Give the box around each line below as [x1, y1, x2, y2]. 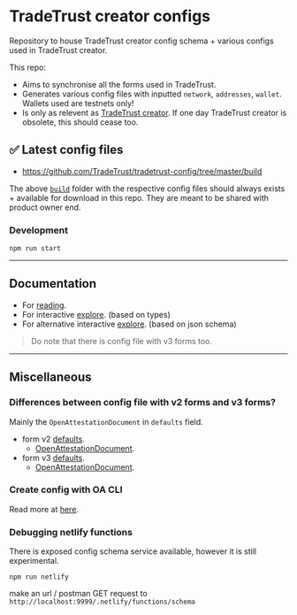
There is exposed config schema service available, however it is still [9, 546, 257, 557]
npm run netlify [9, 573, 69, 581]
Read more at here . [9, 504, 80, 514]
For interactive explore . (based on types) [21, 309, 171, 319]
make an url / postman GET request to [9, 588, 148, 599]
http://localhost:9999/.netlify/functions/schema [9, 597, 196, 607]
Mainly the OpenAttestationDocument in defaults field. [9, 416, 203, 427]
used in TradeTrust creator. [9, 44, 108, 55]
